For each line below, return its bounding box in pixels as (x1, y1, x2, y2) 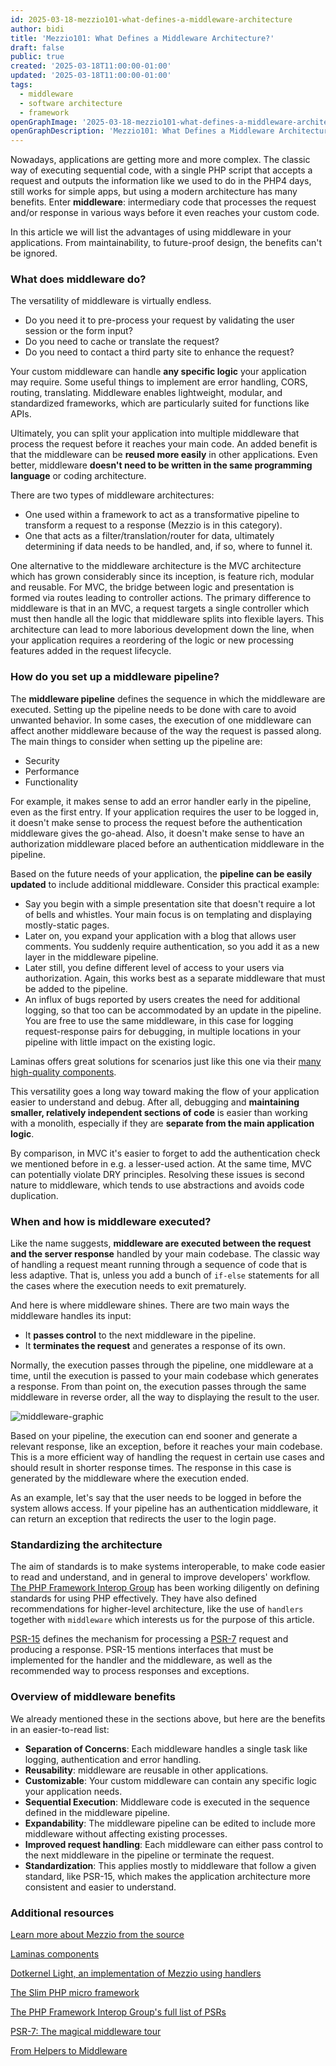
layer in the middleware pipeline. (24, 951, 159, 963)
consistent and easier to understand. (24, 1881, 177, 1893)
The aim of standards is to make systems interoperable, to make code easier (10, 1561, 326, 1573)
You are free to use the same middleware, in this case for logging (24, 1014, 294, 1026)
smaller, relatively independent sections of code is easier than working (10, 1106, 308, 1118)
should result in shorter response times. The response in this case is (10, 1462, 292, 1474)
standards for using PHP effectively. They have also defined (10, 1592, 258, 1605)
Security (24, 754, 60, 766)
